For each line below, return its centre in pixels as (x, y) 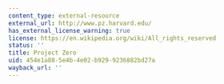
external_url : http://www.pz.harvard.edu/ (80, 23)
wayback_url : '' (35, 68)
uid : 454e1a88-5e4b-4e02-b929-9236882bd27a (82, 61)
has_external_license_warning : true (69, 30)
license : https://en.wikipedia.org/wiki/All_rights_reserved (112, 38)
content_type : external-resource (64, 16)
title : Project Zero (43, 53)
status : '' (26, 46)
